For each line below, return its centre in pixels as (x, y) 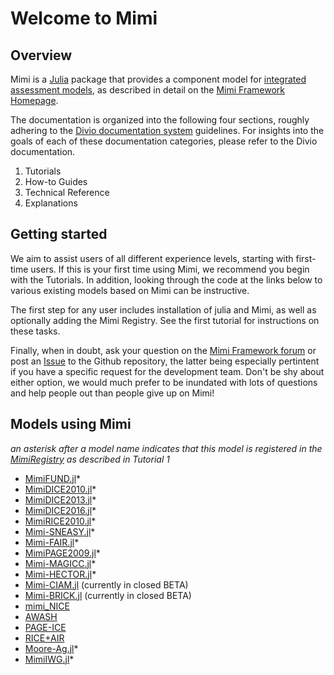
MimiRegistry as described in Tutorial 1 (90, 459)
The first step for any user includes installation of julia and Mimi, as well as (163, 309)
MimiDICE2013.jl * (60, 499)
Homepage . (34, 100)
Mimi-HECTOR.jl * (60, 574)
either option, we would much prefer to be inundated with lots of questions (164, 382)
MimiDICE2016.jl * (60, 510)
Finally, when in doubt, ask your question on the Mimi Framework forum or (163, 350)
